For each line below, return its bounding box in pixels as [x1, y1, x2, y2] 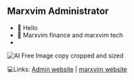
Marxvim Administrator [7, 5, 109, 17]
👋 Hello [16, 23, 38, 31]
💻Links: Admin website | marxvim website [7, 65, 127, 73]
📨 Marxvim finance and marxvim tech [16, 31, 124, 39]
